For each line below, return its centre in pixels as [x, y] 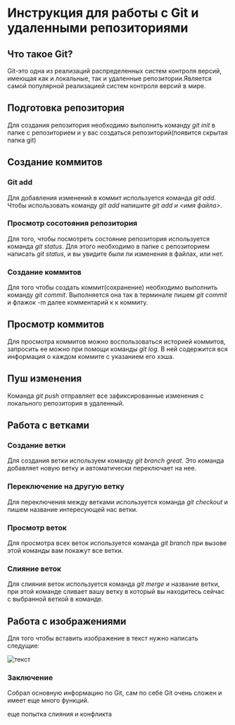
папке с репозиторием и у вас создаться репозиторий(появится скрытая [118, 133]
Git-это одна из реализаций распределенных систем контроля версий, [114, 71]
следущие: [24, 646]
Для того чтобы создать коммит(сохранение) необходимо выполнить [113, 288]
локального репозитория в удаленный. [66, 403]
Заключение [30, 678]
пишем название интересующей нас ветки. [73, 509]
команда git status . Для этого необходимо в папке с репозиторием [108, 246]
